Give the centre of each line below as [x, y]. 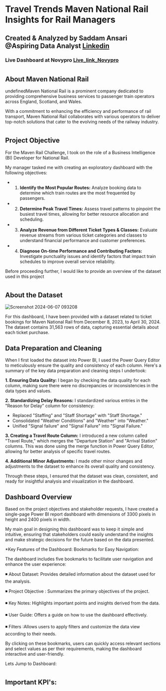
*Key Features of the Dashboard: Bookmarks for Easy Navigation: [72, 549]
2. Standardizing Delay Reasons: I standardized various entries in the [77, 401]
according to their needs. [31, 634]
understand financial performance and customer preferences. [83, 240]
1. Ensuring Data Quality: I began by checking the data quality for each [78, 380]
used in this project [25, 276]
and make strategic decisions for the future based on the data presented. [80, 539]
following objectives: [26, 173]
